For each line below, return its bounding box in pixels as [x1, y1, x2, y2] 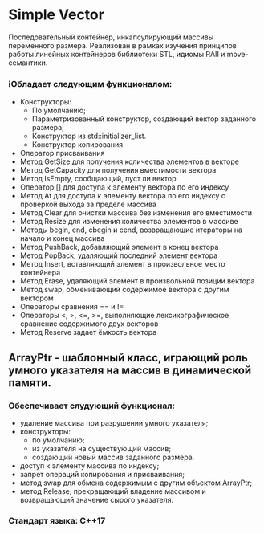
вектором [19, 293, 54, 303]
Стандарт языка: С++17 [8, 515, 106, 526]
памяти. [8, 376, 52, 389]
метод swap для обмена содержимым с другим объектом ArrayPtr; [19, 478, 253, 487]
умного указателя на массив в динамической [8, 363, 252, 377]
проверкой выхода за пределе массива [19, 199, 156, 210]
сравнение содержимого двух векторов [19, 319, 159, 328]
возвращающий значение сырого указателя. [19, 495, 174, 504]
